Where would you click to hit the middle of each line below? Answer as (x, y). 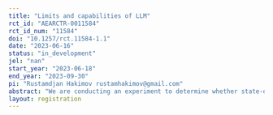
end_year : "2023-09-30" (49, 76)
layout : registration (45, 99)
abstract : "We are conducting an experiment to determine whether (123, 91)
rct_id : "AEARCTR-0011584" (54, 23)
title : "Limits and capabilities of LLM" (80, 16)
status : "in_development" (52, 53)
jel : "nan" (27, 62)
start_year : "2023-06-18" (52, 69)
